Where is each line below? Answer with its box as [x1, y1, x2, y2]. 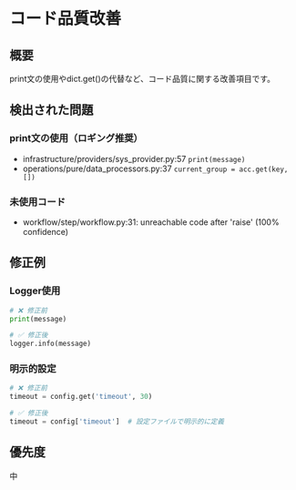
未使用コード [9, 195, 66, 208]
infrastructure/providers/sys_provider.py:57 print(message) [22, 153, 246, 164]
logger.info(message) [9, 339, 92, 349]
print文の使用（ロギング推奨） [9, 132, 143, 145]
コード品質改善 [9, 8, 122, 29]
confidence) [22, 226, 69, 237]
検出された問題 [9, 102, 94, 118]
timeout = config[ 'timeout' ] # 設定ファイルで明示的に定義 [9, 417, 225, 426]
